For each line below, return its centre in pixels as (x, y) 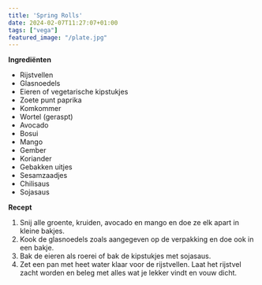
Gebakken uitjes (46, 167)
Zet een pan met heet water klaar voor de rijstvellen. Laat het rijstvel (131, 265)
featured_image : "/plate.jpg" (58, 37)
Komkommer (40, 109)
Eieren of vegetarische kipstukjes (74, 92)
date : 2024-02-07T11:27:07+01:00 (63, 23)
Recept (20, 207)
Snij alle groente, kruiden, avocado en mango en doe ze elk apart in (129, 223)
